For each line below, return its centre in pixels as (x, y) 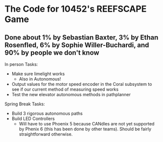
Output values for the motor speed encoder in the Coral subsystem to (82, 84)
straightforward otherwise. (46, 134)
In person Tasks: (21, 64)
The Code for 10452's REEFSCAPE (76, 9)
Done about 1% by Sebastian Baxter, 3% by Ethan (81, 37)
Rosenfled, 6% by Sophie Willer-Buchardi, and (77, 45)
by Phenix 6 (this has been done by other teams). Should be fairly (85, 129)
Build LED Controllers (33, 119)
